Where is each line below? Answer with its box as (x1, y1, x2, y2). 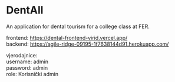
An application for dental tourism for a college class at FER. (6, 23, 150, 30)
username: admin (6, 58, 49, 65)
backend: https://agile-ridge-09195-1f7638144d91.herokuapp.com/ (6, 40, 169, 47)
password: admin (6, 64, 48, 71)
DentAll (6, 4, 44, 17)
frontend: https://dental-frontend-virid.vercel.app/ (6, 34, 128, 41)
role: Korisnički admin (6, 70, 59, 77)
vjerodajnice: (6, 52, 38, 59)
